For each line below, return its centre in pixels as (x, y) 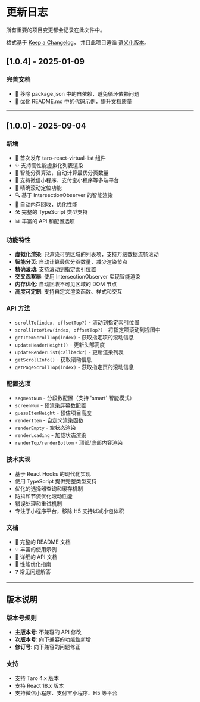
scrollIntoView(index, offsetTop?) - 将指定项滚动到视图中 (87, 330)
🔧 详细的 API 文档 (36, 557)
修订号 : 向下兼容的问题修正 (48, 647)
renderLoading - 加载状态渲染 (51, 435)
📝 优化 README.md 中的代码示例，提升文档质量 (73, 101)
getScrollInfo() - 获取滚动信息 (53, 359)
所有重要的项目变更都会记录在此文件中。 (56, 30)
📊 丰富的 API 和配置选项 (45, 221)
